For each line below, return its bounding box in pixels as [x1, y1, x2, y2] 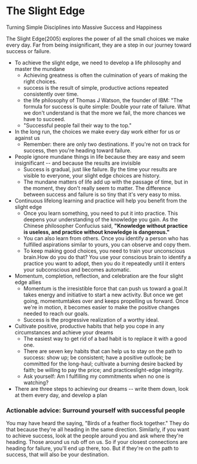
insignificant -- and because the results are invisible [14, 159, 141, 166]
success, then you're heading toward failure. [23, 146, 132, 154]
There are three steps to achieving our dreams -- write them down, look [14, 385, 189, 392]
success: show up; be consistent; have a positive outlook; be [23, 354, 172, 361]
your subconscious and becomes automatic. [23, 266, 131, 273]
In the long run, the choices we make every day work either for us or [14, 128, 181, 135]
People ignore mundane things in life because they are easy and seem [14, 153, 185, 160]
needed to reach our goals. [23, 310, 89, 317]
